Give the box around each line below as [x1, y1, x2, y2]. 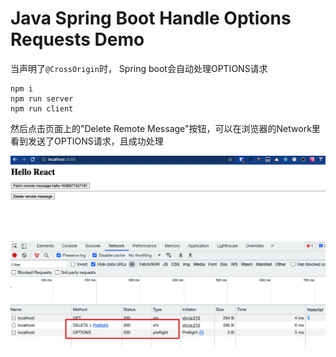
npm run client [10, 103, 74, 114]
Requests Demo [10, 28, 145, 51]
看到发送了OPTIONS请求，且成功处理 [10, 135, 164, 147]
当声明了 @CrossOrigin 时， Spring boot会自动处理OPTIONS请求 [10, 62, 268, 74]
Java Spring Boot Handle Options [10, 7, 292, 30]
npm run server [10, 93, 74, 104]
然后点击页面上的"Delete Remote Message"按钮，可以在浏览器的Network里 [10, 122, 321, 134]
